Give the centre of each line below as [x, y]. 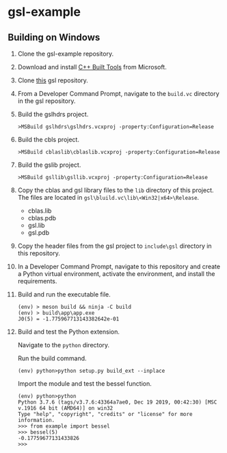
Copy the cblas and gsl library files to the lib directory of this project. [116, 190]
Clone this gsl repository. [53, 80]
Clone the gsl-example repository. [66, 54]
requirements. [37, 281]
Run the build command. [52, 358]
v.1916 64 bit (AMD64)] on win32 [65, 408]
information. [36, 420]
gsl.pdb [39, 233]
